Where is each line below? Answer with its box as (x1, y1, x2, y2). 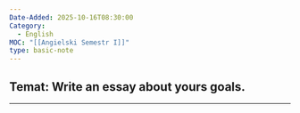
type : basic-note (9, 46, 74, 55)
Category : (9, 21, 46, 30)
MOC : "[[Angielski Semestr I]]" (9, 37, 129, 47)
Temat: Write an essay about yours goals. (9, 79, 246, 94)
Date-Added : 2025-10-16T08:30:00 (9, 12, 134, 22)
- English (17, 29, 54, 38)
